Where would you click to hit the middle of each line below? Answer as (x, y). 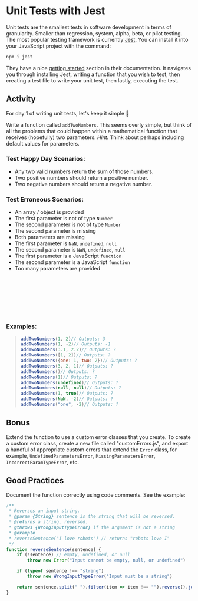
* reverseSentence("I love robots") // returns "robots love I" (89, 538)
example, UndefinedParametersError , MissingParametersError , (81, 455)
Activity (21, 99)
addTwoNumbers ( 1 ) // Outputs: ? (59, 377)
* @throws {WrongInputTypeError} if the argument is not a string (92, 528)
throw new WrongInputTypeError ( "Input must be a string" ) (100, 577)
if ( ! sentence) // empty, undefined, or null (74, 555)
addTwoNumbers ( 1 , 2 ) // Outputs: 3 (63, 339)
